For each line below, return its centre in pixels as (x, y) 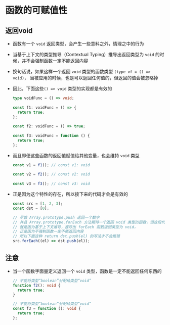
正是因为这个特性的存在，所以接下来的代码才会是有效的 (70, 194)
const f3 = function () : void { (47, 309)
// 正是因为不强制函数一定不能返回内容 (48, 231)
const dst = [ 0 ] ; (31, 208)
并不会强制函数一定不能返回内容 (55, 61)
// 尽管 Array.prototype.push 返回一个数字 (56, 217)
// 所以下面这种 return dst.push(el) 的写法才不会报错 (66, 236)
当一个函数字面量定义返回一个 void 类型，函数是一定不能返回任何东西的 (87, 271)
